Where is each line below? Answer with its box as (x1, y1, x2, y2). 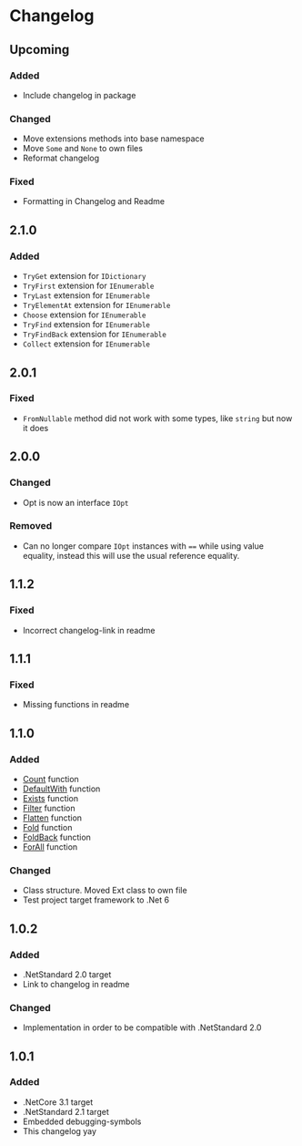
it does (22, 422, 49, 433)
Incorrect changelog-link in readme (22, 625, 156, 635)
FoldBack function (22, 831, 91, 842)
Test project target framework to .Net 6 (22, 894, 170, 905)
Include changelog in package (22, 89, 136, 100)
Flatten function (22, 812, 83, 823)
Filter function (22, 802, 75, 813)
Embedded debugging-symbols (22, 1116, 142, 1127)
